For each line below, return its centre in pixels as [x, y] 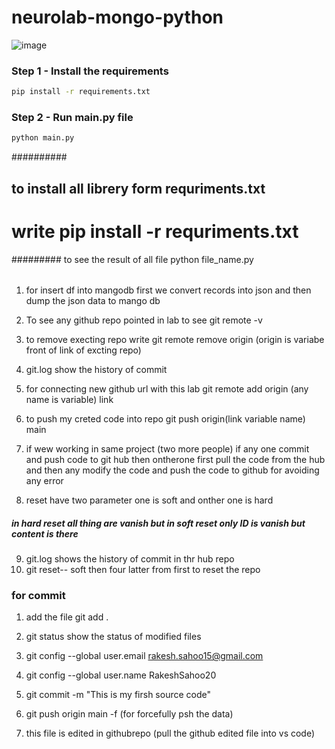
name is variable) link [69, 400]
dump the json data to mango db [93, 301]
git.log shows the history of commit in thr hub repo [130, 559]
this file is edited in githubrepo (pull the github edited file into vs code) [170, 733]
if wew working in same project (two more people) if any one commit [167, 449]
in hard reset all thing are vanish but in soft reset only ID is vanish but [158, 523]
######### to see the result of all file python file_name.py [132, 259]
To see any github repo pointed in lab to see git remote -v [144, 320]
